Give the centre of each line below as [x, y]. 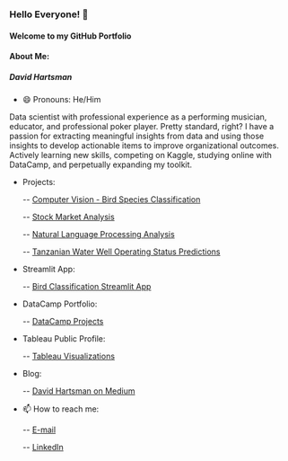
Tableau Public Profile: [64, 339]
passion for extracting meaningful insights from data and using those [137, 136]
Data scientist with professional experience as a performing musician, [138, 117]
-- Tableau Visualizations [68, 356]
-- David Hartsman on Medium [79, 391]
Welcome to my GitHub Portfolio [70, 36]
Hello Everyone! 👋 [49, 14]
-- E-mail [39, 430]
